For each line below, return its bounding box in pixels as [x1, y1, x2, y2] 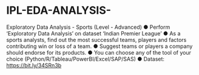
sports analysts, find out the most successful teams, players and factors [6, 36, 187, 43]
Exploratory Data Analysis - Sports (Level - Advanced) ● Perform [6, 23, 170, 31]
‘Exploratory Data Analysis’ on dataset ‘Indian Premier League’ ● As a [6, 29, 181, 37]
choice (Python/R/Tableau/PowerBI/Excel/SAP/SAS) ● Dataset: [6, 55, 165, 62]
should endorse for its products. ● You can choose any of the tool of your [6, 49, 191, 56]
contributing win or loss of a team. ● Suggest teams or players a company [6, 43, 193, 50]
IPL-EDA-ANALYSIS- [6, 4, 111, 17]
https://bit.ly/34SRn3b [6, 61, 62, 69]
